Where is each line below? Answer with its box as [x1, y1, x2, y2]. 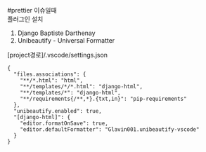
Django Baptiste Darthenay [17, 29, 96, 37]
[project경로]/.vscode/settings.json [7, 51, 108, 59]
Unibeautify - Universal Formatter [17, 36, 115, 44]
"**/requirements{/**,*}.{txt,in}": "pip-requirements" [20, 95, 188, 102]
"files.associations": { [13, 71, 86, 78]
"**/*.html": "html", [20, 77, 83, 84]
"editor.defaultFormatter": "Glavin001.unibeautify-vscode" [20, 126, 200, 133]
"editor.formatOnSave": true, [20, 120, 109, 127]
